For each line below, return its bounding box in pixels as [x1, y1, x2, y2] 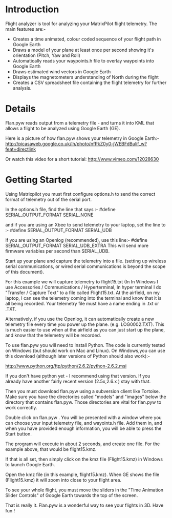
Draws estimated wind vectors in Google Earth [12, 68, 111, 75]
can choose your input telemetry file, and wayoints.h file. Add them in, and [5, 420, 162, 426]
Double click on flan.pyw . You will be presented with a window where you [5, 414, 162, 421]
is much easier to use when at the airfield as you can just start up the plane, [5, 326, 165, 333]
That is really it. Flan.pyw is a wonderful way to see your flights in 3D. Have [5, 502, 164, 508]
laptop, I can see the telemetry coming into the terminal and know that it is [5, 295, 162, 301]
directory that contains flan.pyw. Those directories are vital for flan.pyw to [5, 399, 162, 405]
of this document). [5, 268, 45, 275]
